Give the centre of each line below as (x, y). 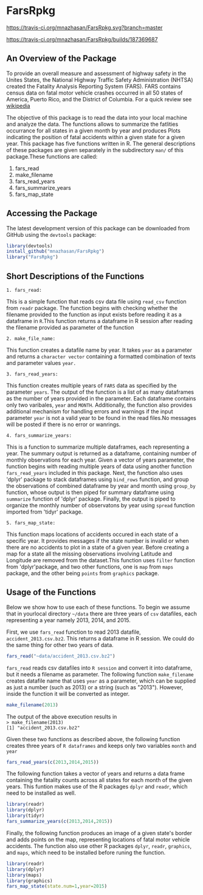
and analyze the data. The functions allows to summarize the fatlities (92, 124)
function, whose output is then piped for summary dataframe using (90, 492)
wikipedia (18, 106)
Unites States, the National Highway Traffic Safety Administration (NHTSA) (100, 79)
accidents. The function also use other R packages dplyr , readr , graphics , (99, 846)
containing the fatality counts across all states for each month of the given (99, 780)
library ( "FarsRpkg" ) (33, 257)
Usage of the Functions (51, 592)
